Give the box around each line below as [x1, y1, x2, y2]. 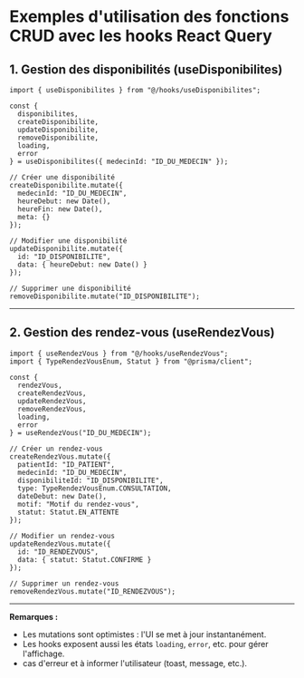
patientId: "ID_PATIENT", [17, 460, 116, 469]
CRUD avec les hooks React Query [9, 25, 273, 46]
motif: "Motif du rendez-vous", [17, 499, 140, 508]
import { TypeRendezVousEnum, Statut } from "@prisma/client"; [9, 356, 253, 366]
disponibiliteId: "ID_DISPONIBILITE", [17, 476, 165, 485]
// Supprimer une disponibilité [9, 284, 131, 293]
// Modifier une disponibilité [9, 237, 128, 246]
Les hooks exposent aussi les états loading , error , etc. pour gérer [22, 638, 269, 649]
